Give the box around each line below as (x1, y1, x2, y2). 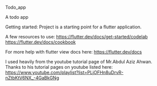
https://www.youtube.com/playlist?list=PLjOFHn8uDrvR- (5, 69, 123, 75)
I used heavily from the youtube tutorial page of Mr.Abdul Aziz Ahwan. (5, 59, 152, 65)
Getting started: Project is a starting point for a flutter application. (5, 24, 142, 30)
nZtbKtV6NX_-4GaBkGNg (5, 75, 59, 80)
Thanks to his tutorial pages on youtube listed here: (5, 64, 113, 70)
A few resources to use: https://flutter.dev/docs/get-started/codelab (5, 34, 148, 39)
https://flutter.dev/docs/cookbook (5, 39, 76, 45)
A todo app (5, 14, 29, 20)
